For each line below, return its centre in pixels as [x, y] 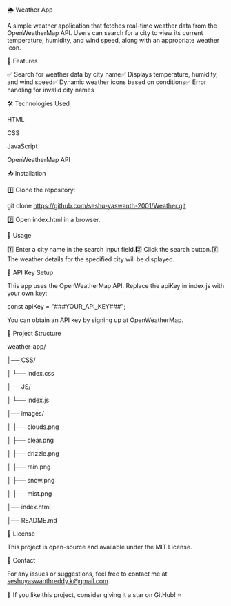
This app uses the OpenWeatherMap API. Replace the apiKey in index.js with [116, 286]
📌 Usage [19, 235]
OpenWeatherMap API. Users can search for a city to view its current [105, 33]
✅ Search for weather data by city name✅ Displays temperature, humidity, [113, 74]
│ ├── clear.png [30, 440]
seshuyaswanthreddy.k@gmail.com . [59, 581]
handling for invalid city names [51, 90]
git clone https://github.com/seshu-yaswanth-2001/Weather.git [97, 206]
